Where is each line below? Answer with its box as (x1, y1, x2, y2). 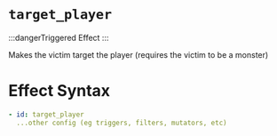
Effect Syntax (8, 81, 111, 101)
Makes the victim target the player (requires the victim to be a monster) (8, 49, 269, 60)
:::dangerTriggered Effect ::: (8, 32, 109, 43)
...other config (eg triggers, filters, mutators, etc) (16, 118, 227, 127)
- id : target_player (8, 109, 85, 119)
